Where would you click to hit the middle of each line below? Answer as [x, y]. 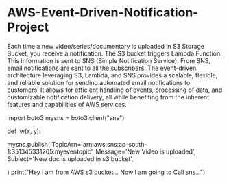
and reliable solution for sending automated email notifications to [99, 82]
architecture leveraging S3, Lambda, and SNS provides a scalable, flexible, [112, 75]
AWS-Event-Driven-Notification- [103, 13]
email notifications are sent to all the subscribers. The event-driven [102, 68]
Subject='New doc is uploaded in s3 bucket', [70, 158]
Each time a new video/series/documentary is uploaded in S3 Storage [106, 46]
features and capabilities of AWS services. [67, 104]
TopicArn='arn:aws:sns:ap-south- [99, 144]
